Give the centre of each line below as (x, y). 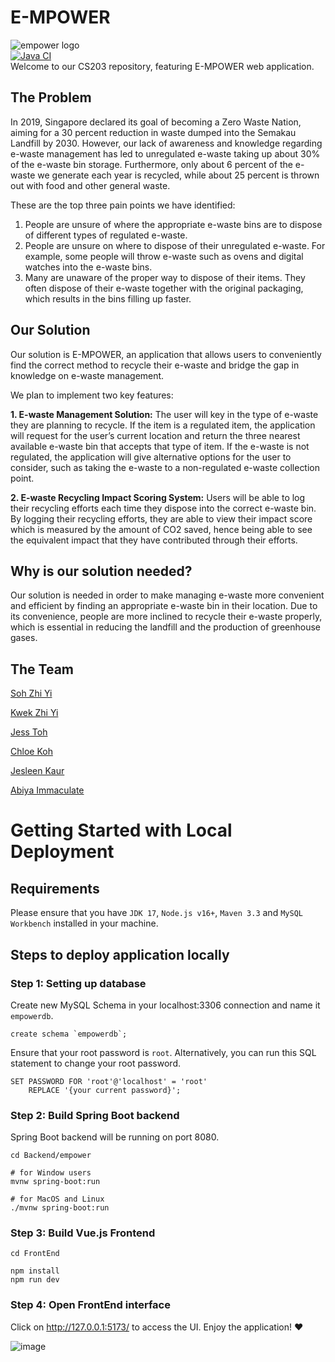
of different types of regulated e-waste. (106, 235)
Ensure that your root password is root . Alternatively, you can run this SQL (163, 1052)
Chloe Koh (31, 752)
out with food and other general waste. (90, 185)
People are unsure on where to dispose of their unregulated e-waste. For (175, 245)
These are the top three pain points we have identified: (123, 205)
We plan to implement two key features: (92, 395)
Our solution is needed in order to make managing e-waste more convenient (167, 595)
